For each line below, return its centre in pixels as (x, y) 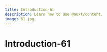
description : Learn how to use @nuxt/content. (54, 14)
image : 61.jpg (20, 19)
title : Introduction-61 (30, 10)
